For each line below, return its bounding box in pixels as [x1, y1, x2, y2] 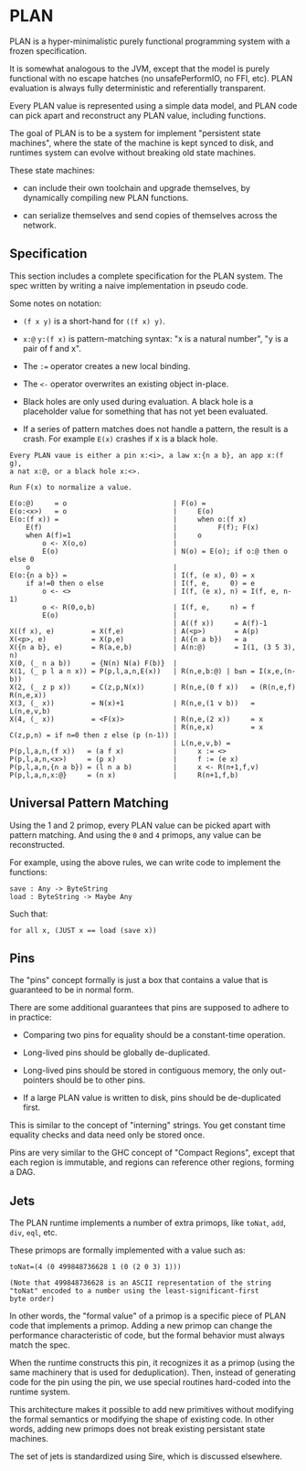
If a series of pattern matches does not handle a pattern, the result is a [22, 423, 289, 434]
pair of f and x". [22, 343, 82, 354]
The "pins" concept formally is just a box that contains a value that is [9, 975, 269, 986]
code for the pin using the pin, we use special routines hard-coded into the [9, 1377, 291, 1388]
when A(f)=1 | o [26, 531, 203, 540]
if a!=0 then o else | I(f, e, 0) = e [26, 578, 256, 587]
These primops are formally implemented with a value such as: [9, 1244, 246, 1256]
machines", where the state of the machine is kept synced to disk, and [9, 137, 274, 148]
